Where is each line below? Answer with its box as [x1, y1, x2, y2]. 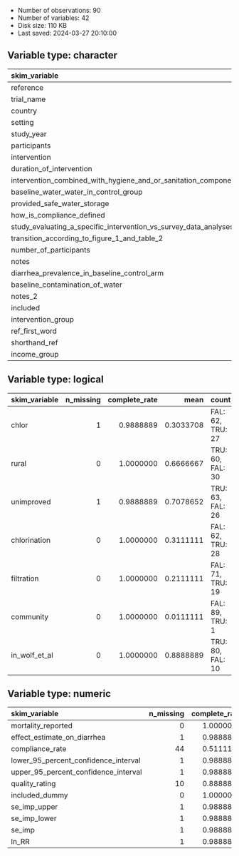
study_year [11, 128, 47, 138]
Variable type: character [7, 49, 118, 61]
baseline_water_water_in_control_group [11, 187, 143, 197]
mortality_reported [11, 720, 73, 730]
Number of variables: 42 [17, 14, 90, 22]
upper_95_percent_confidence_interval [11, 767, 142, 777]
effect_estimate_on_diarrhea [11, 733, 106, 743]
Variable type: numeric [7, 688, 112, 700]
